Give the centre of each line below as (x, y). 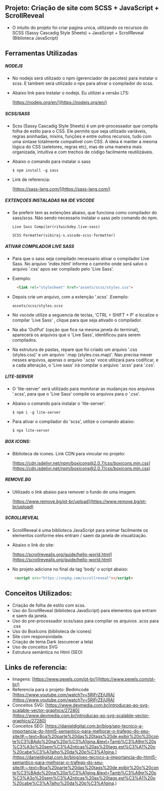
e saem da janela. (30, 616)
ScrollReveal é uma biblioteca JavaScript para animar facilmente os (80, 530)
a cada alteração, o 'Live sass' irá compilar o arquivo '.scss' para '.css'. (84, 365)
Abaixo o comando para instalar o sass (51, 162)
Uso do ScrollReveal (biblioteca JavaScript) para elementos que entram (84, 610)
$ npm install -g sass (35, 171)
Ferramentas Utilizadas (41, 53)
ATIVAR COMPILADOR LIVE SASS (40, 246)
